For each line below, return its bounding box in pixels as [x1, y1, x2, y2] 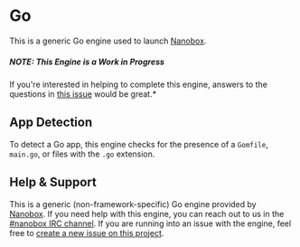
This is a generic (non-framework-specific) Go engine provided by [9, 198, 257, 209]
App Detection [9, 115, 93, 130]
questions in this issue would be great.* [9, 88, 156, 100]
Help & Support [9, 175, 98, 190]
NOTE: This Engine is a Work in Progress [9, 56, 165, 67]
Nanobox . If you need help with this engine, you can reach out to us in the [9, 208, 285, 219]
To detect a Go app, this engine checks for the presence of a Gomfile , [9, 138, 268, 149]
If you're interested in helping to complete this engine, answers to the [9, 79, 268, 90]
